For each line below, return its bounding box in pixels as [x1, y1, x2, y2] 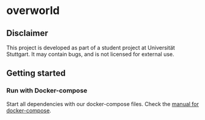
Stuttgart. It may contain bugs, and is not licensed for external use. [6, 51, 174, 58]
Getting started [6, 68, 66, 79]
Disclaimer [6, 28, 48, 38]
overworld [6, 4, 60, 18]
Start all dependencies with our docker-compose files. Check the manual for [6, 100, 199, 107]
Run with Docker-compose [6, 86, 88, 95]
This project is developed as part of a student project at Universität [6, 44, 176, 51]
